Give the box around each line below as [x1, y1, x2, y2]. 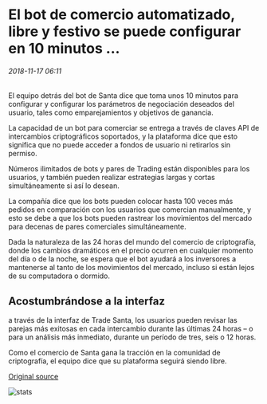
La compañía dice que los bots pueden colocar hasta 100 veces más [8, 197, 234, 206]
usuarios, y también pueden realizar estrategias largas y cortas [8, 173, 215, 182]
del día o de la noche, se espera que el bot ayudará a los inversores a [8, 254, 237, 264]
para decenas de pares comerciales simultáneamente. [8, 222, 187, 232]
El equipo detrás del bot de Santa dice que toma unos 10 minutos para [8, 91, 239, 100]
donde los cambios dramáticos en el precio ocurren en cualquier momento [8, 245, 253, 256]
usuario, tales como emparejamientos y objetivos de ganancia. [8, 108, 214, 117]
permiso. [8, 149, 37, 159]
